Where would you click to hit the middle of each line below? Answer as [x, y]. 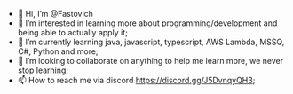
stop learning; [43, 70]
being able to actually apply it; [73, 32]
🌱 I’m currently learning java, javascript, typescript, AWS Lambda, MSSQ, [151, 42]
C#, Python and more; [58, 51]
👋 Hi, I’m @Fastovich [55, 14]
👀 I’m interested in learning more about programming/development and [147, 23]
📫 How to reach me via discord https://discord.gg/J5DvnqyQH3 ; [136, 80]
